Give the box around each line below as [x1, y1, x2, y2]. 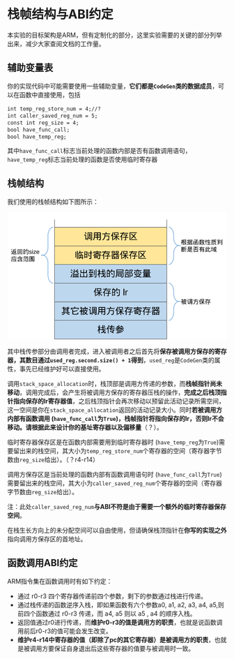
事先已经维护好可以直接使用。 [19, 364, 105, 373]
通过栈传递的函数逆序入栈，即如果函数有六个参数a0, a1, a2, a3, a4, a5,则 [17, 600, 224, 609]
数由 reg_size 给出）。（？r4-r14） [7, 455, 100, 464]
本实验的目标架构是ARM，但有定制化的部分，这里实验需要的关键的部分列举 [7, 31, 223, 39]
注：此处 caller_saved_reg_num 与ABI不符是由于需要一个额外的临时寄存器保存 [7, 503, 226, 511]
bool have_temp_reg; [7, 133, 68, 140]
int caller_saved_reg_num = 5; [7, 112, 98, 119]
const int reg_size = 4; [7, 119, 79, 126]
